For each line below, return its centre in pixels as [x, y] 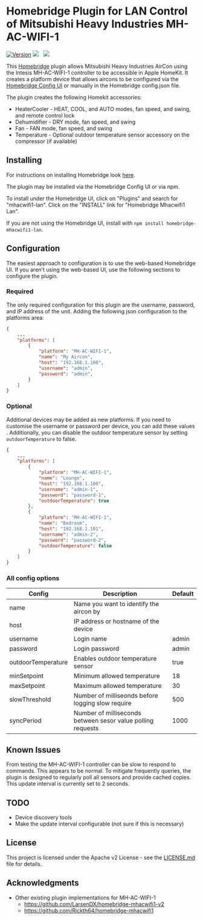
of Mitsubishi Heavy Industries [85, 24]
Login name [90, 639]
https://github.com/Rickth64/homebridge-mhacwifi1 [89, 910]
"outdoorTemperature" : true [74, 501]
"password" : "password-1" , [72, 495]
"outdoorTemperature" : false [75, 546]
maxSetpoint [27, 686]
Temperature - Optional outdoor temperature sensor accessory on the [102, 135]
